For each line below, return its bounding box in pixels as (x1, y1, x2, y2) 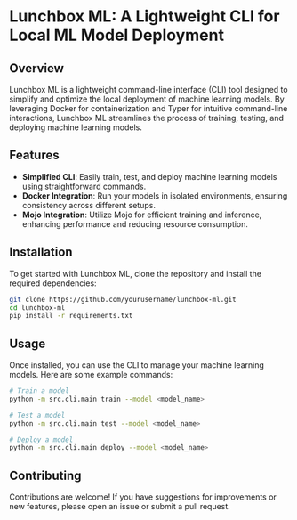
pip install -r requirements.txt (9, 312, 133, 321)
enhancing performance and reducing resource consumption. (21, 218, 249, 229)
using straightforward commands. (21, 181, 147, 191)
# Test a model (9, 410, 66, 419)
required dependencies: (9, 278, 97, 288)
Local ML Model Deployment (9, 25, 225, 45)
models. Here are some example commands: (9, 370, 173, 380)
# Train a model (9, 386, 69, 395)
